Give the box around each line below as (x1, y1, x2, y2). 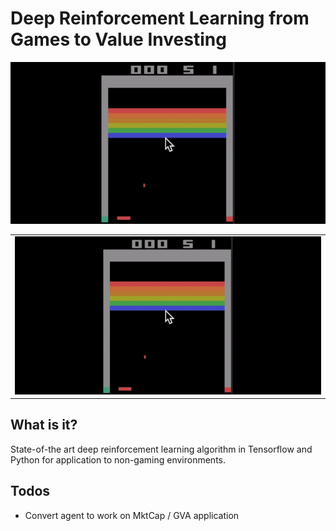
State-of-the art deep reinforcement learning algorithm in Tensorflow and (10, 443, 313, 455)
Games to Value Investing (10, 28, 227, 51)
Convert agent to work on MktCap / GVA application (24, 509, 240, 521)
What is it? (10, 417, 78, 434)
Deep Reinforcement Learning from (10, 7, 310, 30)
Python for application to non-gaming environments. (10, 453, 227, 466)
